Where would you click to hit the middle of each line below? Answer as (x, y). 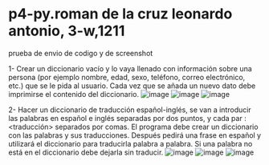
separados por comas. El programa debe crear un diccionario (157, 127)
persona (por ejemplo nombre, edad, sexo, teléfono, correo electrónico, (127, 77)
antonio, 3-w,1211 (67, 31)
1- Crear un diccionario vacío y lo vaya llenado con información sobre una (130, 68)
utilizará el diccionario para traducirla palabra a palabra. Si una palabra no (130, 143)
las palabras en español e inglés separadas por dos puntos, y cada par (125, 118)
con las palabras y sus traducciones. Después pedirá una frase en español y (135, 135)
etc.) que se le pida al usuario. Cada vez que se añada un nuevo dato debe (132, 86)
